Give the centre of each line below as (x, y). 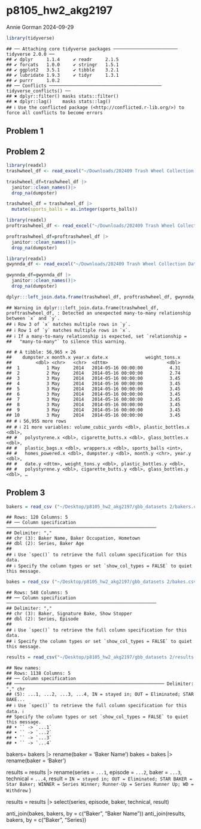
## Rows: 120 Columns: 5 (37, 517)
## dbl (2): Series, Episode (42, 619)
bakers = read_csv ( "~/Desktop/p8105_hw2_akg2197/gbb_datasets (87, 507)
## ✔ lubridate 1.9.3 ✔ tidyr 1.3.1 (63, 75)
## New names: (24, 668)
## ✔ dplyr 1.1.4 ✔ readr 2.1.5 (63, 59)
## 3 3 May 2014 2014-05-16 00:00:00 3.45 (93, 378)
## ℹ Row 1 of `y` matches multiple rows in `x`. (68, 330)
